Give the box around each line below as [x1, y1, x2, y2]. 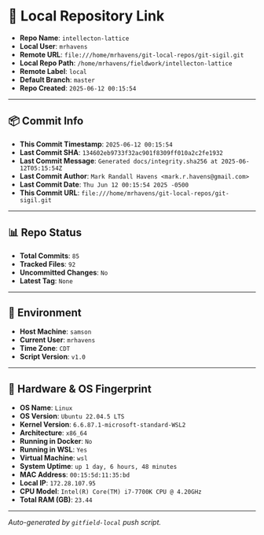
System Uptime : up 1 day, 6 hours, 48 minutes [19, 462, 178, 471]
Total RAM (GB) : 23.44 [19, 495, 93, 504]
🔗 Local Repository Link [8, 7, 165, 25]
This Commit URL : [19, 188, 80, 197]
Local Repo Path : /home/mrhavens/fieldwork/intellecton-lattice [19, 58, 233, 68]
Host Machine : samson [19, 327, 92, 337]
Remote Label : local [19, 66, 87, 76]
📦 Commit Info [8, 114, 84, 128]
